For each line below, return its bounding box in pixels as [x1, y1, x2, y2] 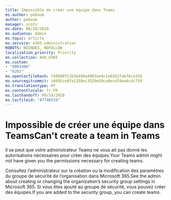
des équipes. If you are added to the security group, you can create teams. [5, 189, 161, 195]
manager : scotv [5, 21, 38, 27]
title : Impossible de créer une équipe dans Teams [5, 7, 115, 13]
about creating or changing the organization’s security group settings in [5, 179, 155, 185]
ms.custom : [5, 60, 28, 65]
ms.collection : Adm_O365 [5, 54, 58, 60]
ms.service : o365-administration [5, 41, 76, 46]
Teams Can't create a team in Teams [5, 130, 160, 141]
